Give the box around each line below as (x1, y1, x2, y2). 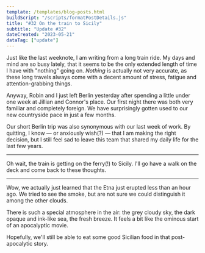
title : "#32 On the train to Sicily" (6, 20, 103, 26)
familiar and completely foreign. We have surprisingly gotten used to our (6, 105, 188, 112)
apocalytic (6, 240, 33, 247)
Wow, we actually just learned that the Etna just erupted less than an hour (6, 184, 191, 191)
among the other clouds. (6, 197, 68, 204)
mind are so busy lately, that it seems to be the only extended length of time (6, 60, 197, 68)
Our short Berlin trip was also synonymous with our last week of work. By (6, 123, 191, 130)
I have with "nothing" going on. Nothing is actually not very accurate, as (6, 67, 187, 74)
